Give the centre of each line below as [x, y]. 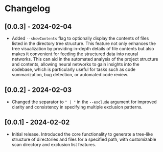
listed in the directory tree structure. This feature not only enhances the [84, 43]
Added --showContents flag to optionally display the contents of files [80, 38]
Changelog [27, 9]
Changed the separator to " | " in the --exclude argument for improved [84, 102]
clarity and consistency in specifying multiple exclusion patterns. [77, 107]
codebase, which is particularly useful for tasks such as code [73, 69]
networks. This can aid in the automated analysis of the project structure [85, 59]
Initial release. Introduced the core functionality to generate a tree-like [82, 134]
